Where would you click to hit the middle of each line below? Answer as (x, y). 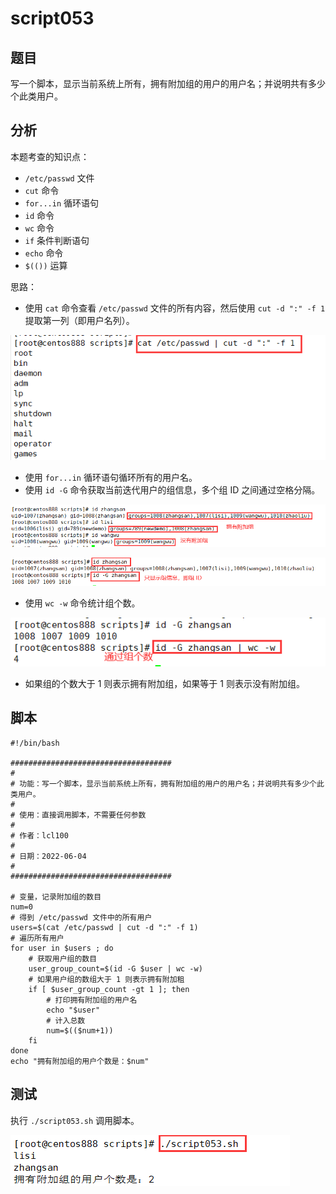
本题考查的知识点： (50, 156)
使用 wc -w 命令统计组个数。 (82, 603)
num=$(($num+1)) (80, 1030)
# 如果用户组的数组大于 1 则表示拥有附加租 (106, 979)
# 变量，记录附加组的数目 (56, 897)
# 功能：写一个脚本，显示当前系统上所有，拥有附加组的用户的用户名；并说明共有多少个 (163, 783)
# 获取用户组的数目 (63, 958)
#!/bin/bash (35, 743)
